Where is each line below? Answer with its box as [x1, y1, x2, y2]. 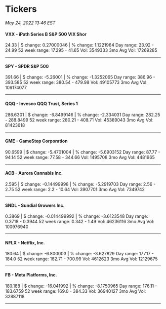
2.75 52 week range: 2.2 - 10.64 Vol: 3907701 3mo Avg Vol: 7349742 [5, 186, 145, 192]
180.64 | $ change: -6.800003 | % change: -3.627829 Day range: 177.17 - [5, 251, 154, 257]
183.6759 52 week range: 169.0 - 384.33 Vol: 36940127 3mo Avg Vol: [5, 288, 146, 294]
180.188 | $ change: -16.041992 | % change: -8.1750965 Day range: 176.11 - [5, 283, 157, 289]
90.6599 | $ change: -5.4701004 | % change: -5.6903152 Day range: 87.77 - [5, 149, 161, 155]
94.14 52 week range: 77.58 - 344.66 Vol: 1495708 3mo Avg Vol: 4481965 [5, 154, 155, 160]
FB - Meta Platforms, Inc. [5, 271, 57, 277]
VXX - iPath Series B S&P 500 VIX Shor [5, 31, 87, 37]
